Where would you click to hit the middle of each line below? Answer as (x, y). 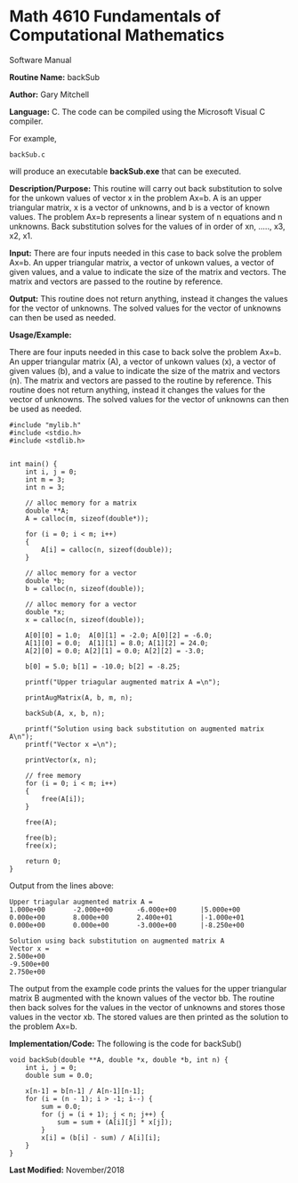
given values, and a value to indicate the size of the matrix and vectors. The (148, 271)
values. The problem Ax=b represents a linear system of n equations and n (146, 216)
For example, (33, 138)
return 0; (44, 861)
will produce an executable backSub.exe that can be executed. (125, 171)
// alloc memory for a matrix (81, 503)
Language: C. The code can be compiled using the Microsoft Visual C (137, 111)
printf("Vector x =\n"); (71, 744)
